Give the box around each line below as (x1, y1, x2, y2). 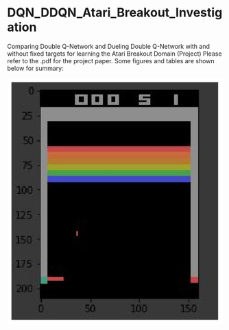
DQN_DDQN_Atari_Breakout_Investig (7, 5, 223, 21)
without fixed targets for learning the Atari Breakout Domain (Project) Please (7, 49, 222, 58)
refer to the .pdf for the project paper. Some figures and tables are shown (7, 56, 215, 65)
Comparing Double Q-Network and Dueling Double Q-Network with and (7, 42, 210, 50)
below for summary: (7, 64, 64, 72)
